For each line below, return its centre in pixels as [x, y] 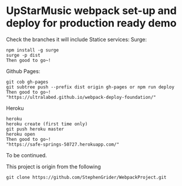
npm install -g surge [33, 50]
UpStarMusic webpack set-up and [92, 11]
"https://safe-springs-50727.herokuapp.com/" [63, 144]
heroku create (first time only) [47, 124]
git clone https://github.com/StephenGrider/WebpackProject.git [86, 177]
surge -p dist [23, 55]
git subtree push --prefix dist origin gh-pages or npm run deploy [90, 87]
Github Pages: [23, 71]
